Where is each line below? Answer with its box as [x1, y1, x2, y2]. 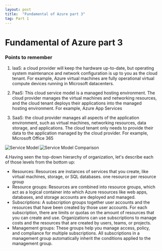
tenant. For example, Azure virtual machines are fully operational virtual [12, 75, 155, 81]
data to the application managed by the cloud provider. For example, [12, 130, 148, 136]
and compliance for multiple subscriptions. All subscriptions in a [12, 230, 140, 236]
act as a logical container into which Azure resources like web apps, [12, 189, 148, 195]
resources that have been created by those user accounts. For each [12, 204, 147, 210]
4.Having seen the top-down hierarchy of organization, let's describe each [5, 154, 154, 160]
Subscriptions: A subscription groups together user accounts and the [12, 199, 150, 205]
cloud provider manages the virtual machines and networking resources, [12, 95, 157, 101]
